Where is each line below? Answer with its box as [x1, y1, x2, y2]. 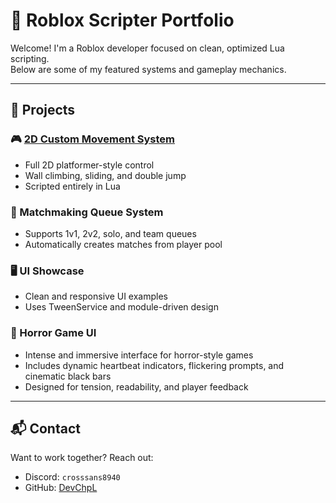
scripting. [10, 52, 50, 64]
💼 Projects [10, 102, 76, 119]
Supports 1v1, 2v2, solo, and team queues [24, 227, 197, 239]
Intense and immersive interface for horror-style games [24, 349, 254, 361]
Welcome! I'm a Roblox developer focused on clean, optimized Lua [10, 42, 285, 54]
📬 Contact [10, 420, 81, 437]
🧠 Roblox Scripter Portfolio [10, 9, 235, 32]
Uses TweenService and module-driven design [24, 301, 219, 313]
